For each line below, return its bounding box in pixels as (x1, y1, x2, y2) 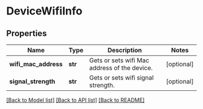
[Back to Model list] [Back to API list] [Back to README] (6, 96, 145, 104)
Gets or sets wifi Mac (89, 56, 150, 64)
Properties (6, 28, 47, 39)
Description (108, 46, 142, 54)
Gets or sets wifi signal (89, 73, 154, 82)
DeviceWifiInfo (6, 4, 83, 18)
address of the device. (89, 64, 153, 72)
